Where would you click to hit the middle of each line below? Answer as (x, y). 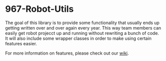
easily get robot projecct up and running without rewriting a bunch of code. (82, 33)
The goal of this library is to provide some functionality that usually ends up (83, 23)
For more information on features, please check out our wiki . (67, 53)
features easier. (21, 43)
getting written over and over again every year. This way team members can (83, 28)
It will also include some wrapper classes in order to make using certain (78, 38)
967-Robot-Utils (40, 9)
